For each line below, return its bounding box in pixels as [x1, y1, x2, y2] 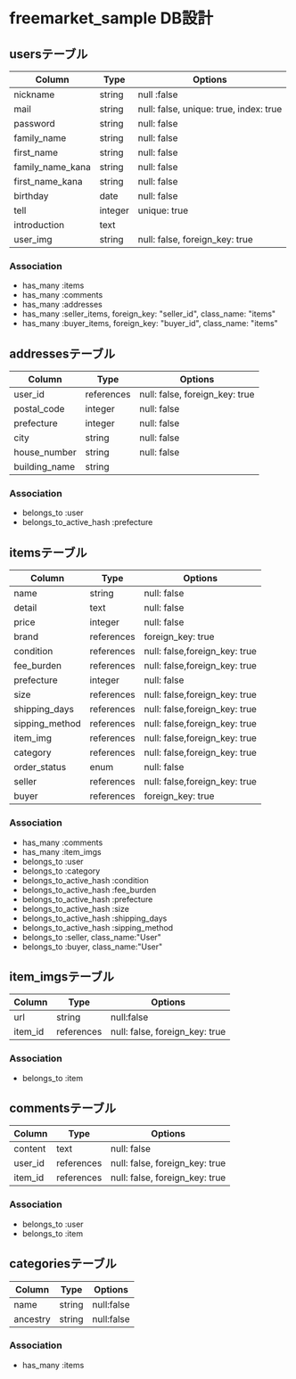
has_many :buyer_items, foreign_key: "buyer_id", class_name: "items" [21, 318, 278, 329]
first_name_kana [13, 176, 83, 187]
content [13, 1143, 46, 1155]
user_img [13, 234, 53, 245]
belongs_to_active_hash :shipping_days [21, 913, 168, 923]
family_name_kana [13, 161, 91, 173]
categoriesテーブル [9, 1256, 118, 1271]
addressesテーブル [9, 346, 116, 361]
